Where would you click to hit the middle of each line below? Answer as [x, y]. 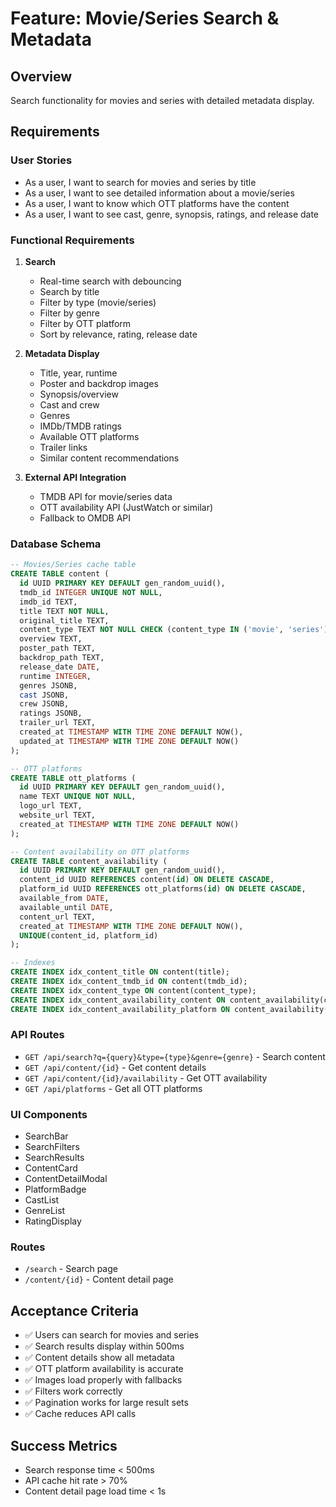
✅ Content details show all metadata [99, 1358]
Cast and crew [69, 404]
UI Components [49, 1114]
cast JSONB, [44, 695]
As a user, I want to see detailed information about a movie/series [159, 193]
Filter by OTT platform [85, 323]
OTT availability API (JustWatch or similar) [126, 507]
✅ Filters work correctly [73, 1391]
